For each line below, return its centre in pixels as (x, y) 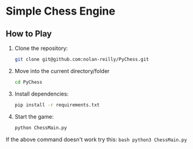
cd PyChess (28, 82)
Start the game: (34, 116)
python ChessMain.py (41, 128)
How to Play (29, 34)
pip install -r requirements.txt (57, 105)
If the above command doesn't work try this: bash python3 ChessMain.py (96, 139)
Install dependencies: (42, 94)
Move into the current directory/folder (62, 71)
